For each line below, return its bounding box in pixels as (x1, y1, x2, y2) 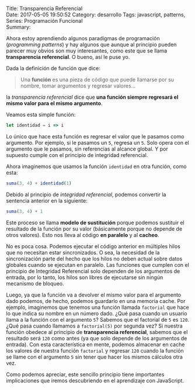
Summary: (6, 23, 31, 30)
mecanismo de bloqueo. (6, 280, 64, 287)
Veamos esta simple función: (6, 111, 76, 118)
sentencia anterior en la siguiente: (6, 197, 88, 204)
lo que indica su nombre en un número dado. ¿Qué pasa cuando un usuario (6, 309, 187, 317)
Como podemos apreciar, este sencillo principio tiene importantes (6, 371, 165, 378)
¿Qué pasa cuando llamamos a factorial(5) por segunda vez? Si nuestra (6, 322, 183, 329)
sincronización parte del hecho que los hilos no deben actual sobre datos (6, 255, 183, 262)
